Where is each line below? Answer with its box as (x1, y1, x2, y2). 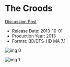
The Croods (5, 3, 53, 14)
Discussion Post (5, 19, 37, 24)
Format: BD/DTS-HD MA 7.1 (12, 38, 66, 44)
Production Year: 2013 (12, 33, 56, 39)
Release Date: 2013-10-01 (12, 28, 63, 33)
